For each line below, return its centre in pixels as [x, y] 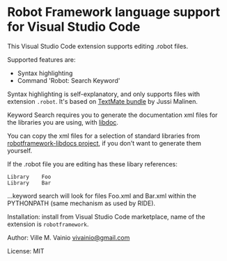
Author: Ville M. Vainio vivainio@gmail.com [69, 237]
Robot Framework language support [114, 12]
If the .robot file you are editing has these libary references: [92, 164]
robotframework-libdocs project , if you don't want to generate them [104, 143]
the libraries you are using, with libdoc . [63, 122]
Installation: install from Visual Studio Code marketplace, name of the [106, 216]
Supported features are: [41, 59]
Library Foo [29, 177]
